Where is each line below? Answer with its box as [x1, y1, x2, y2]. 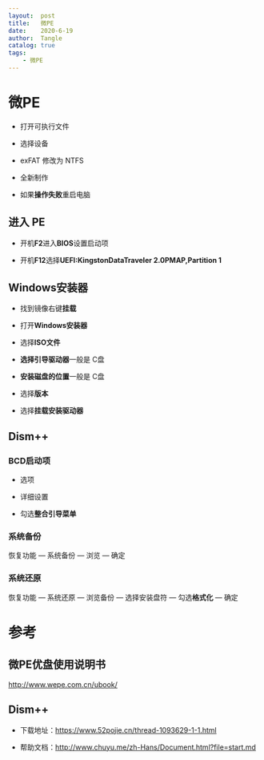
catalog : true [8, 42, 56, 50]
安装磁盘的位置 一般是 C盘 [19, 372, 105, 382]
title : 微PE [8, 19, 54, 27]
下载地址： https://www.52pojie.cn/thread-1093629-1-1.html [19, 725, 218, 734]
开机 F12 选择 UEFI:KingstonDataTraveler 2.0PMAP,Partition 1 [19, 255, 222, 265]
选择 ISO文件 [19, 338, 61, 347]
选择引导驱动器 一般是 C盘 [19, 354, 105, 365]
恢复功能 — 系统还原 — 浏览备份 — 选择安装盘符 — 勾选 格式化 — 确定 [8, 592, 238, 602]
